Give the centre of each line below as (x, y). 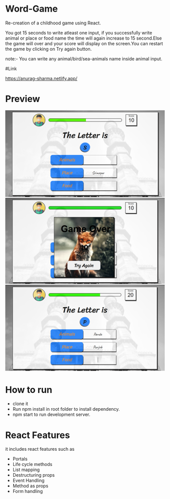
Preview (23, 99)
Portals (20, 459)
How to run (29, 390)
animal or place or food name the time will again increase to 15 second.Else (83, 38)
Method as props (30, 486)
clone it (20, 404)
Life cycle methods (32, 464)
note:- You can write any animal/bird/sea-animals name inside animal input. (84, 58)
